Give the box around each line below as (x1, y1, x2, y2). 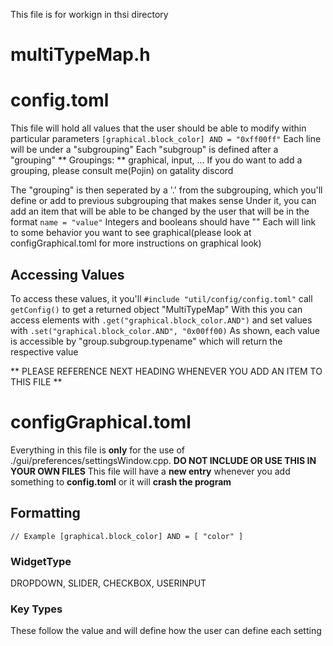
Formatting (10, 505, 81, 522)
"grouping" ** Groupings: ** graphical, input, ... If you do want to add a (10, 154, 303, 166)
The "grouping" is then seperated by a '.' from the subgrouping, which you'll (10, 184, 323, 196)
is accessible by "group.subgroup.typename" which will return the (10, 335, 283, 347)
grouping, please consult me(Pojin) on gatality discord (10, 165, 234, 177)
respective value (10, 345, 79, 358)
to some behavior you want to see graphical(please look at (10, 227, 252, 239)
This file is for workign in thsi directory (10, 9, 169, 20)
